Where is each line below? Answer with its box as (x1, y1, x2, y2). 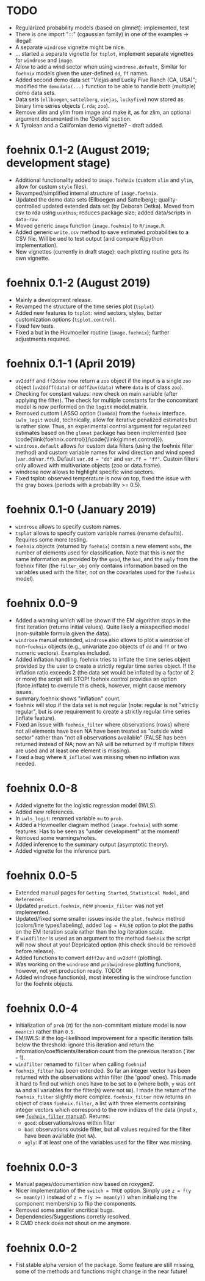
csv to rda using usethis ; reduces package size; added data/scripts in (15, 209, 192, 216)
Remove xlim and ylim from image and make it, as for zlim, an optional (15, 108, 191, 116)
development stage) (6, 156, 111, 170)
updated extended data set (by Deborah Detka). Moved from (41, 202, 195, 210)
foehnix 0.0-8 (6, 781, 78, 795)
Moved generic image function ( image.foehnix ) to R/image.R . (15, 222, 166, 229)
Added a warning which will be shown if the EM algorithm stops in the (15, 616, 191, 624)
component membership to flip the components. (15, 1200, 137, 1207)
